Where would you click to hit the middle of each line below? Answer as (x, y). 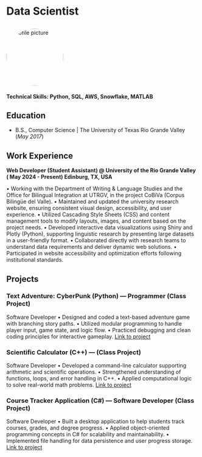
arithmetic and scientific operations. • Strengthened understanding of (94, 372)
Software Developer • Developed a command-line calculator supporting (96, 366)
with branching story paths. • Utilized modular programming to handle (94, 323)
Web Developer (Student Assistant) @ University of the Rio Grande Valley (101, 170)
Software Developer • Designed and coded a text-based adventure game (98, 317)
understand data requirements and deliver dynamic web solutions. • (92, 247)
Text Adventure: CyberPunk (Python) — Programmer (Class (96, 296)
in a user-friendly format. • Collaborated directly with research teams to (96, 240)
